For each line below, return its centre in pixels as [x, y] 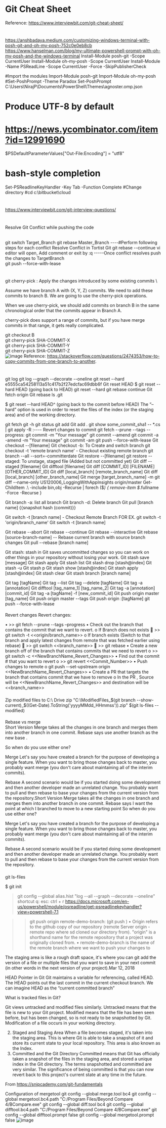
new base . [16, 737]
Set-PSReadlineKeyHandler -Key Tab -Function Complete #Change [73, 187]
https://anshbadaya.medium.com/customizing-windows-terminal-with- [78, 40]
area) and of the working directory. [41, 415]
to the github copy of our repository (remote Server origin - [90, 927]
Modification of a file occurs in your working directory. [61, 1023]
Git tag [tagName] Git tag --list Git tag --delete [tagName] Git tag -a [74, 583]
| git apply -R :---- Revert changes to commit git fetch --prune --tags [75, 430]
